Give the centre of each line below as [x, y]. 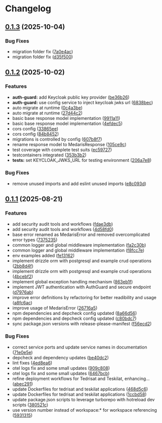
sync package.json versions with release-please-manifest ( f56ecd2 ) [82, 323]
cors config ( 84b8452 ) [36, 134]
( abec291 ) [22, 384]
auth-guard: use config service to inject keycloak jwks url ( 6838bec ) [82, 102]
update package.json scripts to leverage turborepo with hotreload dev [83, 399]
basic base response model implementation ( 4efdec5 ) [67, 123]
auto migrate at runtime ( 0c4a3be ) [47, 108]
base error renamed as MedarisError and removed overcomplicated [81, 234]
